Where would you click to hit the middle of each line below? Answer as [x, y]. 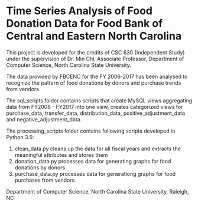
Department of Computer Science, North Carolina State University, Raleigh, [98, 191]
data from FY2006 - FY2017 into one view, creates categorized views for [95, 107]
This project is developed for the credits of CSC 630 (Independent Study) [95, 52]
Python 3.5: [20, 137]
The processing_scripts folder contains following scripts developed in [91, 131]
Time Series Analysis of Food [79, 11]
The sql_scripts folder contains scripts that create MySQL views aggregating [99, 100]
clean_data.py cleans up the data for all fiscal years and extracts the [98, 149]
